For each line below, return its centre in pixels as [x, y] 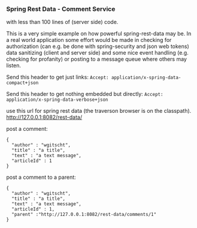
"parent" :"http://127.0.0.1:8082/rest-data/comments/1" [84, 215]
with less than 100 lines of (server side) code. [62, 22]
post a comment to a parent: [41, 177]
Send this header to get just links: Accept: [57, 77]
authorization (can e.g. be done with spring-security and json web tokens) [98, 46]
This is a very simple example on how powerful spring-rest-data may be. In [99, 34]
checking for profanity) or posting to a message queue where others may [97, 59]
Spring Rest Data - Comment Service [61, 9]
